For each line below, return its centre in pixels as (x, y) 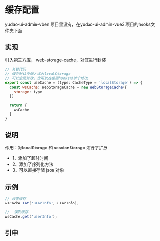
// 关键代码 (16, 69)
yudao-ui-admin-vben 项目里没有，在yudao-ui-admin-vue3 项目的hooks (78, 24)
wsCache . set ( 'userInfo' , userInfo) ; (42, 203)
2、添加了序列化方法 (33, 164)
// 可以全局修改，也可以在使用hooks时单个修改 (46, 78)
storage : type (28, 92)
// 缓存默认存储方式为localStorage (38, 74)
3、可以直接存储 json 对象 (38, 170)
